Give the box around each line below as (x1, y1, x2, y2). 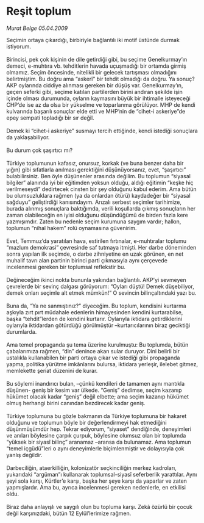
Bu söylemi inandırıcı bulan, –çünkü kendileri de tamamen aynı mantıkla (6, 380, 185, 387)
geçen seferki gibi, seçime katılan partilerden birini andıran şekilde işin (6, 88, 183, 95)
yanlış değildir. (6, 451, 43, 458)
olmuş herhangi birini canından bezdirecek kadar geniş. (6, 399, 146, 406)
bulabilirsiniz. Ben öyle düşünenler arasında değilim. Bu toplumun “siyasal (6, 172, 191, 179)
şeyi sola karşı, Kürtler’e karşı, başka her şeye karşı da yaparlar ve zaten (6, 477, 188, 485)
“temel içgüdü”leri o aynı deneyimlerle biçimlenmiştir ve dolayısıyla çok (6, 444, 185, 452)
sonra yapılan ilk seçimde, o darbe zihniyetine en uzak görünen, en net (6, 250, 184, 258)
